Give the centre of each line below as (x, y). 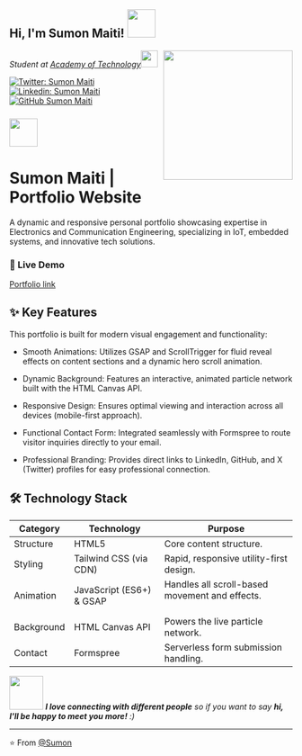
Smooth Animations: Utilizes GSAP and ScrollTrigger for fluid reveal (147, 351)
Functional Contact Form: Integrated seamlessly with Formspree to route (156, 432)
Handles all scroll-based (216, 584)
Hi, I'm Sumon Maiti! (67, 34)
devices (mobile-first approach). (82, 415)
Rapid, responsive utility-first (226, 558)
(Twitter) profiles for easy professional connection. (116, 469)
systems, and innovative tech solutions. (82, 241)
